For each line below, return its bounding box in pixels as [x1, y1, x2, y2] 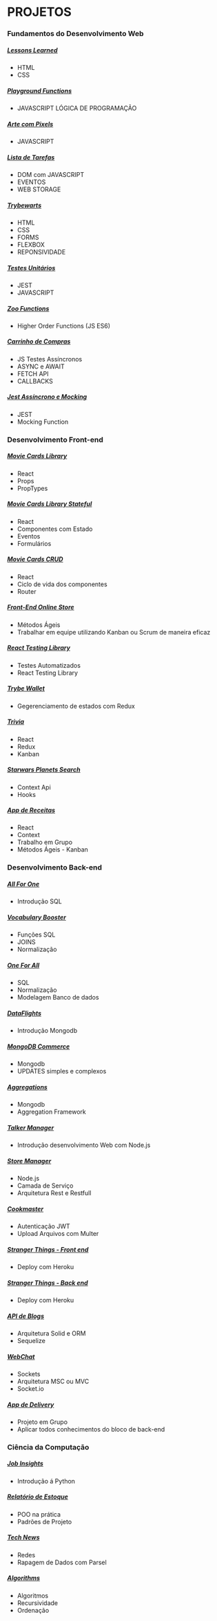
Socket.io [17, 1384, 45, 1393]
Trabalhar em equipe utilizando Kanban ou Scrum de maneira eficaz [17, 628, 211, 636]
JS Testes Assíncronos [17, 355, 83, 363]
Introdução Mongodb [17, 1027, 78, 1035]
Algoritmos [17, 1591, 49, 1600]
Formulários [17, 539, 52, 547]
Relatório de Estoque [7, 1492, 69, 1501]
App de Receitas [7, 806, 56, 814]
